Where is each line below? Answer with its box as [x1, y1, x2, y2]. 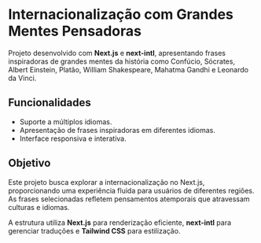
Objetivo [8, 156, 51, 170]
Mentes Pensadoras [8, 22, 142, 40]
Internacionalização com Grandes [8, 6, 234, 24]
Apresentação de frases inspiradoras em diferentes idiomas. [19, 125, 216, 134]
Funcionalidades [8, 96, 92, 109]
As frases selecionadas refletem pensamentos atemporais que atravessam [8, 194, 250, 204]
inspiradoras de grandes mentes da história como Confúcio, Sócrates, [8, 57, 236, 66]
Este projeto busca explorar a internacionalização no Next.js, [8, 177, 205, 186]
